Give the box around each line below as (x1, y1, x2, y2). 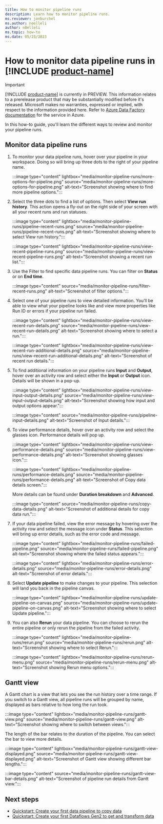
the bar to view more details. (5, 736, 62, 742)
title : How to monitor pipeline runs (5, 7, 82, 12)
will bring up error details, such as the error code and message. (12, 531, 140, 537)
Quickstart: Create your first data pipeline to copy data (12, 808, 122, 814)
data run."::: (12, 511, 36, 517)
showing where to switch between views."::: (41, 722, 130, 727)
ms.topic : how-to (5, 30, 41, 35)
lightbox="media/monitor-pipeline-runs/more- (61, 174, 155, 179)
